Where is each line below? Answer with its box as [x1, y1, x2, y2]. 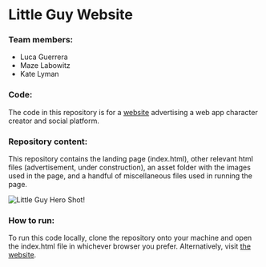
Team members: [8, 34, 74, 46]
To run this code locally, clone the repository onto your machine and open [8, 233, 252, 243]
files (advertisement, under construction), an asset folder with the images [8, 162, 251, 173]
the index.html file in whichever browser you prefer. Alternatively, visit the [8, 241, 251, 251]
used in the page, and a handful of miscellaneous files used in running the [8, 171, 252, 181]
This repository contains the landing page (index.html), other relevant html [8, 154, 254, 164]
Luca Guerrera [19, 52, 68, 62]
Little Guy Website [8, 6, 134, 24]
